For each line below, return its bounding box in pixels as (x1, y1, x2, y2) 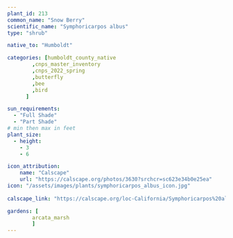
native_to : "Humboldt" (7, 42, 73, 49)
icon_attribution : (7, 163, 60, 170)
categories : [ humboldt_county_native (7, 55, 116, 62)
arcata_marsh (32, 214, 70, 221)
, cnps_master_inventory (32, 61, 101, 68)
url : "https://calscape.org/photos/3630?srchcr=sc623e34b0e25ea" (19, 176, 213, 183)
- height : (13, 138, 42, 145)
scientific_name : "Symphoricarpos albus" (7, 23, 129, 30)
